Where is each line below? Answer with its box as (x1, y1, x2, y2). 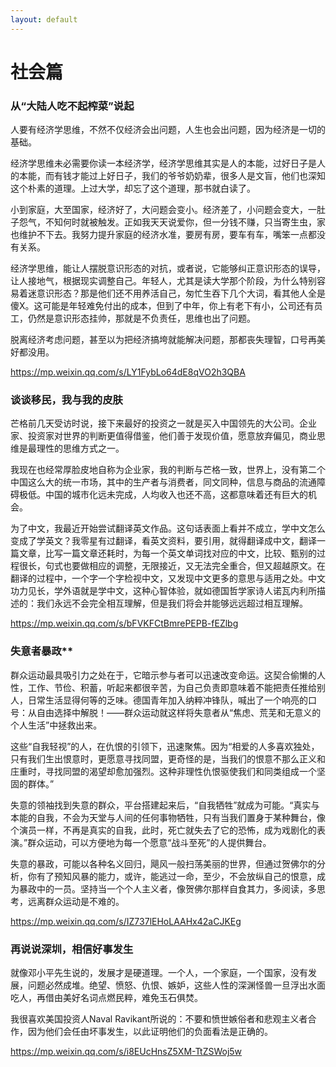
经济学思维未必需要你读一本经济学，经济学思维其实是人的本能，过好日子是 (10, 157, 317, 170)
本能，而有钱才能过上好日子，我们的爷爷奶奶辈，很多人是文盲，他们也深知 (18, 170, 326, 182)
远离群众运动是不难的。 (27, 895, 125, 907)
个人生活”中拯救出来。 (10, 719, 103, 731)
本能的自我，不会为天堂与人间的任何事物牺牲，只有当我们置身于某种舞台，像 (10, 811, 326, 823)
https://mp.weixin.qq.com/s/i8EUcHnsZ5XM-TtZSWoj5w (10, 1046, 243, 1057)
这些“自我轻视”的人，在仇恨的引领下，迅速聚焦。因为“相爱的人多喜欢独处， (10, 740, 320, 752)
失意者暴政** (10, 644, 74, 658)
